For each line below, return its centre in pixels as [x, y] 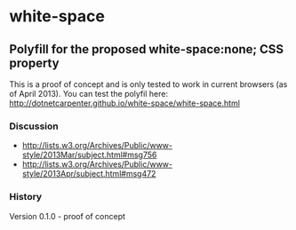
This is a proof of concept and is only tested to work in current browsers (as [148, 84]
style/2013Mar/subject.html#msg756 [89, 155]
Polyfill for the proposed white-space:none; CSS [147, 49]
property [34, 63]
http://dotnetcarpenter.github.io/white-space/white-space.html [124, 103]
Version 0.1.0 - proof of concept [68, 216]
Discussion [34, 126]
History [26, 197]
